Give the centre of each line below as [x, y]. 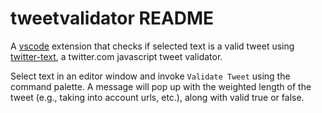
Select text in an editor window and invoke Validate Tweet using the [150, 76]
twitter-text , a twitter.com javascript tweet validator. [116, 56]
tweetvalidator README [112, 18]
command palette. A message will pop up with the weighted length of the [161, 86]
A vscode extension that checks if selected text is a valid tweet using [152, 46]
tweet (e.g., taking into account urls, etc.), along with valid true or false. [157, 97]
